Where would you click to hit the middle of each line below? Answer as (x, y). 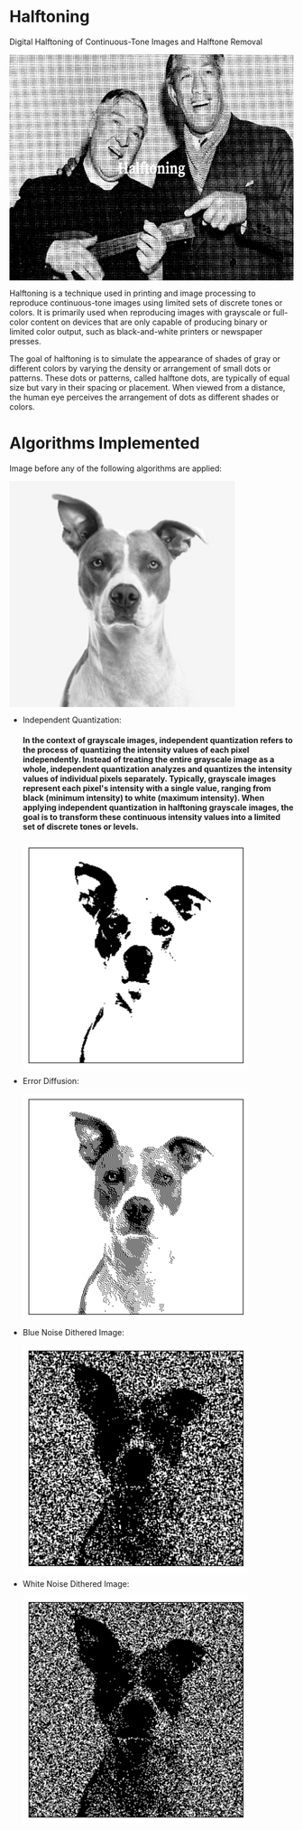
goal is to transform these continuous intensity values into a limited (151, 817)
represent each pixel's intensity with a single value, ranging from (147, 788)
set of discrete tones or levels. (80, 827)
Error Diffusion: (50, 1081)
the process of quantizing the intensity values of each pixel (136, 750)
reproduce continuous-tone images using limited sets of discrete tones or (146, 302)
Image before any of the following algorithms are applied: (116, 468)
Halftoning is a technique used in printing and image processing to (133, 293)
